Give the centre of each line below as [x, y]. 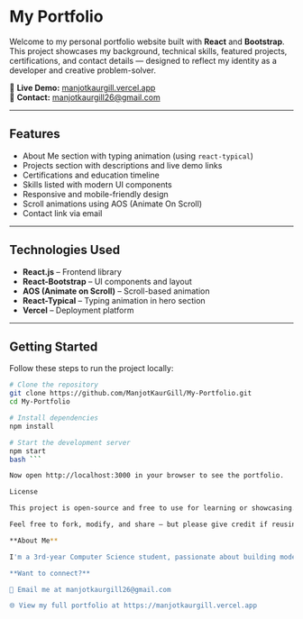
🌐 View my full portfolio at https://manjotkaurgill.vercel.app [133, 605]
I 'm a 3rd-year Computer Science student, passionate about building [143, 557]
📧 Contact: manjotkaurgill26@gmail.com [85, 97]
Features [35, 134]
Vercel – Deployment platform [78, 310]
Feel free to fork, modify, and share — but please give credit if [139, 524]
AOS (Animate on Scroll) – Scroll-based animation [116, 291]
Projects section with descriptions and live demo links [122, 165]
